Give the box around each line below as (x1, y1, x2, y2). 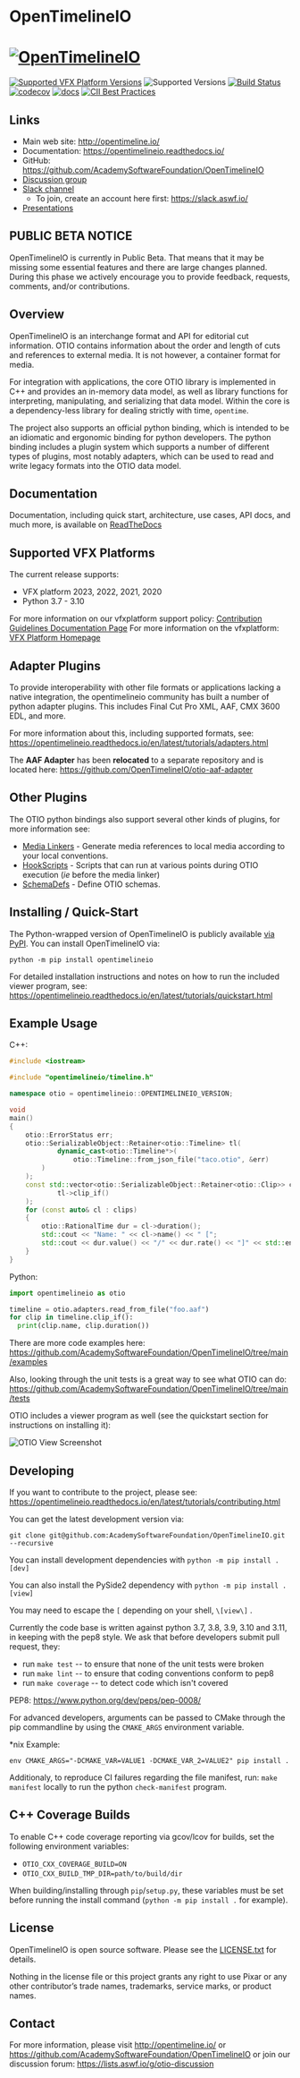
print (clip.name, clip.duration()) (17, 1322, 150, 1331)
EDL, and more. (9, 711, 66, 721)
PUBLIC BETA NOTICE (9, 228, 133, 243)
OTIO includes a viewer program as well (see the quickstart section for (9, 1410, 269, 1421)
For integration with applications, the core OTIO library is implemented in (9, 376, 277, 387)
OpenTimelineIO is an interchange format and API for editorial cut (9, 330, 249, 341)
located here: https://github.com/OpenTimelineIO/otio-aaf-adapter (9, 764, 254, 775)
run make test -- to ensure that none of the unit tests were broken (21, 1658, 265, 1669)
